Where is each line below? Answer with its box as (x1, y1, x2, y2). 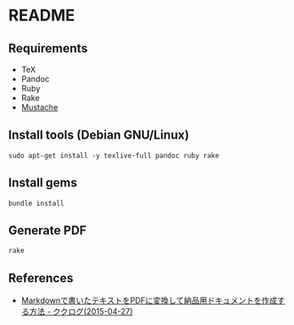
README (8, 5, 75, 26)
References (8, 270, 74, 285)
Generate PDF (8, 223, 87, 238)
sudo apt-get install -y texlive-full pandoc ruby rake (8, 151, 219, 160)
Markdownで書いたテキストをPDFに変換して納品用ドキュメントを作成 (20, 295, 278, 306)
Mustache (20, 102, 59, 112)
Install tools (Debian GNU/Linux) (8, 128, 190, 143)
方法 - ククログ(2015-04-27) (28, 306, 133, 317)
